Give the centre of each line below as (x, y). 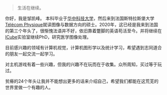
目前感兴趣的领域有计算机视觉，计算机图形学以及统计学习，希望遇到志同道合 (83, 47)
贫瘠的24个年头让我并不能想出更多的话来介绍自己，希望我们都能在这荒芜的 (82, 81)
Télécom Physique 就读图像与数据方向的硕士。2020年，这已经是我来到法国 (82, 25)
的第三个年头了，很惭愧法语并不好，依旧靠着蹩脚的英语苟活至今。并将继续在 (83, 31)
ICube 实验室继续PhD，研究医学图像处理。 (48, 37)
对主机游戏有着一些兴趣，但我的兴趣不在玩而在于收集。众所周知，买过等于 (81, 64)
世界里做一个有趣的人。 (29, 87)
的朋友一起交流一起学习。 (31, 54)
